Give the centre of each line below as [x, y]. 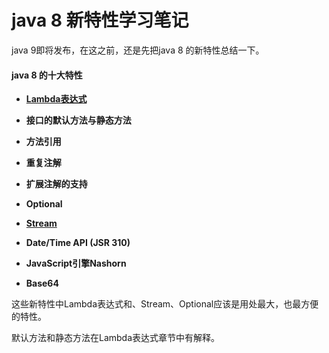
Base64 [42, 283]
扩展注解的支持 [56, 184]
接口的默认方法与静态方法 [78, 120]
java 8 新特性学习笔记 [100, 20]
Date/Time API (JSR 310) [78, 243]
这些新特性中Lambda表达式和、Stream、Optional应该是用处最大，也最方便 [165, 304]
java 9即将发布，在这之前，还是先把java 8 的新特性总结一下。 [138, 50]
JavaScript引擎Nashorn [76, 263]
